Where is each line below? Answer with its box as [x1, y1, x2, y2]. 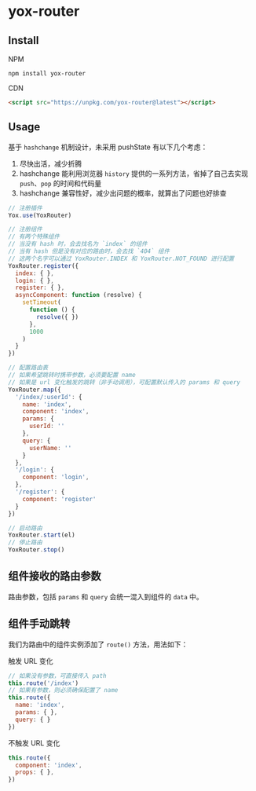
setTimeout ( [22, 298, 61, 306]
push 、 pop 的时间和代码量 [19, 178, 102, 188]
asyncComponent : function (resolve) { [15, 291, 143, 299]
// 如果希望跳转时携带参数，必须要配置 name [8, 372, 136, 379]
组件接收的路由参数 [8, 569, 101, 583]
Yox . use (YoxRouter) [8, 211, 72, 219]
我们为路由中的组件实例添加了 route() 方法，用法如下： [8, 639, 188, 649]
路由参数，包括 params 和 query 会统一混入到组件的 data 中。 [8, 591, 204, 601]
